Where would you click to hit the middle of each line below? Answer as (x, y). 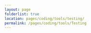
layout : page (18, 9)
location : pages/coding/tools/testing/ (45, 18)
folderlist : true (22, 14)
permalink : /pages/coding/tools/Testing (46, 23)
